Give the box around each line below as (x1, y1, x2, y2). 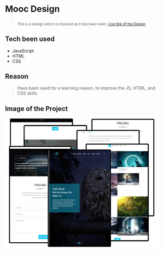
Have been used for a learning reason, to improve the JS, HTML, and (17, 85, 156, 91)
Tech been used (5, 35, 55, 43)
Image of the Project (5, 104, 68, 113)
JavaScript (12, 48, 34, 54)
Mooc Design (5, 3, 60, 15)
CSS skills (17, 90, 38, 96)
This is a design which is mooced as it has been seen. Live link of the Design (17, 21, 145, 26)
